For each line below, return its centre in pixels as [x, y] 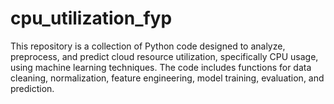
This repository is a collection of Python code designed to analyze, [148, 46]
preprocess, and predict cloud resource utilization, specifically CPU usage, [164, 56]
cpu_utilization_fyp [91, 18]
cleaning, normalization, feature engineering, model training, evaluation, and [167, 78]
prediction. [32, 88]
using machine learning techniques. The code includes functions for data [161, 67]
